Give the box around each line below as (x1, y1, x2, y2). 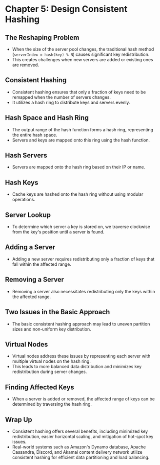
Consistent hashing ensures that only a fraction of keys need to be (12, 89, 146, 95)
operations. (12, 197, 36, 203)
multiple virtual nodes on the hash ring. (12, 358, 91, 364)
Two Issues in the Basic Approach (5, 308, 110, 316)
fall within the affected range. (12, 261, 72, 267)
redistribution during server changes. (12, 369, 87, 375)
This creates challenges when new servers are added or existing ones (12, 57, 153, 62)
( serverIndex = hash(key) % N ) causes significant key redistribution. (12, 51, 150, 57)
